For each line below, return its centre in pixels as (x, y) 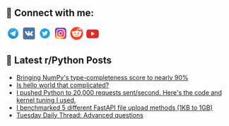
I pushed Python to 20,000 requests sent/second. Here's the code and (119, 92)
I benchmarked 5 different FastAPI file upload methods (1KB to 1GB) (114, 108)
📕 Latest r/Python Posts (59, 61)
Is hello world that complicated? (63, 85)
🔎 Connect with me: (50, 13)
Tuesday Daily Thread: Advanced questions (80, 115)
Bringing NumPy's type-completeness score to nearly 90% (102, 77)
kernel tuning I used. (46, 100)
